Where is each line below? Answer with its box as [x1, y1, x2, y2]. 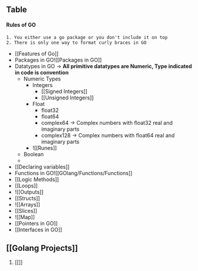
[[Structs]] [14, 195, 40, 202]
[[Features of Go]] [14, 50, 59, 57]
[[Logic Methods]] [14, 176, 59, 183]
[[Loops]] [14, 182, 38, 189]
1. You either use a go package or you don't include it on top [6, 34, 168, 40]
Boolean [23, 150, 44, 157]
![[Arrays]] [14, 201, 40, 208]
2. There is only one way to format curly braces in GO [6, 40, 147, 46]
